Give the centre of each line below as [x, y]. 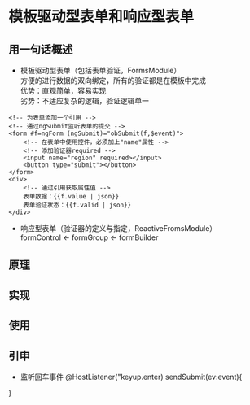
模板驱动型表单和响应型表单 [101, 17]
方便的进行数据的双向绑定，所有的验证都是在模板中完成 [113, 81]
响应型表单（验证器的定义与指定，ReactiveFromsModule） [118, 228]
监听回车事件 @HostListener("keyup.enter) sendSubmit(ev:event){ [131, 377]
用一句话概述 [41, 49]
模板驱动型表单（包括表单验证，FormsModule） [101, 70]
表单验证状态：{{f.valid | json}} [77, 205]
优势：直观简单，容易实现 [63, 91]
